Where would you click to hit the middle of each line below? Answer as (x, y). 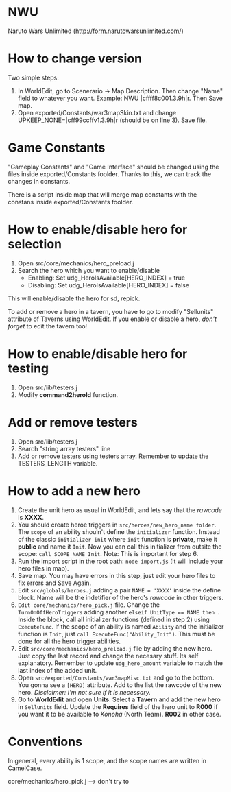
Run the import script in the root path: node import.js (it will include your (120, 561)
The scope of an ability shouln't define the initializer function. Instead (119, 531)
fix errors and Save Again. (54, 583)
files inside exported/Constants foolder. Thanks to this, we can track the (110, 174)
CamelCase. (25, 768)
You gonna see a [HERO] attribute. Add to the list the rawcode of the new (120, 685)
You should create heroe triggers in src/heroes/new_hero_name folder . (117, 525)
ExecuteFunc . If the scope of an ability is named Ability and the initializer (121, 626)
